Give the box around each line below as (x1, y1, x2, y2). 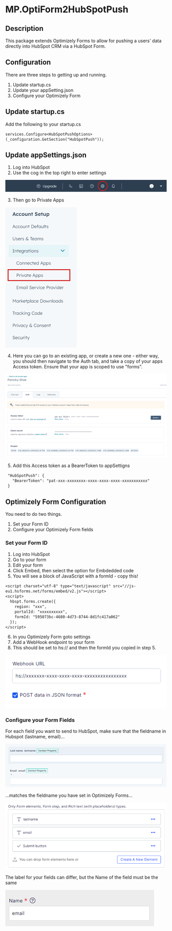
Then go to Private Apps (12, 197, 64, 203)
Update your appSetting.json (12, 87, 74, 93)
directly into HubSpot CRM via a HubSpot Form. (5, 43, 106, 49)
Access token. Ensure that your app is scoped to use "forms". (12, 364, 143, 370)
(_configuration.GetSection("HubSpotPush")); (5, 137, 104, 142)
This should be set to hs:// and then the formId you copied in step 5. (12, 644, 156, 650)
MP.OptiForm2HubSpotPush (5, 4, 129, 15)
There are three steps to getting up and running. (5, 71, 107, 78)
